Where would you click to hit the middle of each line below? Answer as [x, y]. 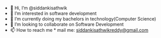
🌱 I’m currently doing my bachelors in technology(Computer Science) [83, 19]
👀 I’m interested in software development [53, 13]
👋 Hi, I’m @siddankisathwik [39, 8]
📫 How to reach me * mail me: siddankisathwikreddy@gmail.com [79, 30]
